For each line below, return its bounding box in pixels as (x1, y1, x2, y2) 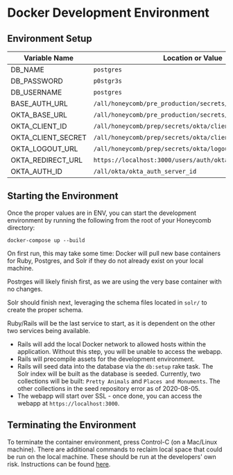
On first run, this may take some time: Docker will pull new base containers (7, 249, 221, 257)
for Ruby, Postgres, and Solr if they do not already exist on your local (7, 256, 204, 265)
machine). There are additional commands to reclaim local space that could (7, 445, 223, 453)
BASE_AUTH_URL (10, 99, 68, 108)
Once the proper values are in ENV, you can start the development (7, 209, 196, 217)
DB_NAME (10, 65, 45, 74)
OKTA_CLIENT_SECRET (10, 133, 87, 142)
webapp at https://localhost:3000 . (17, 398, 120, 408)
